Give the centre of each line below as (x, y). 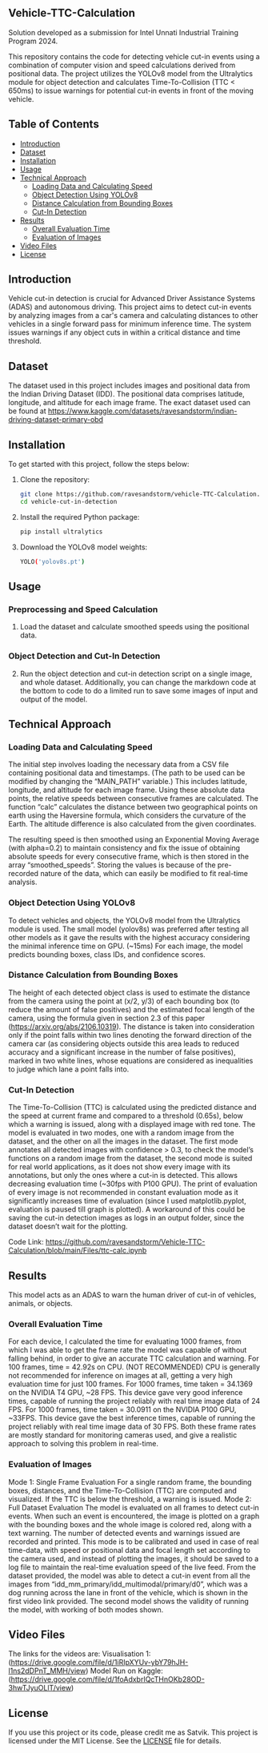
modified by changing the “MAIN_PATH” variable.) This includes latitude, (128, 782)
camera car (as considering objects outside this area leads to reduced (124, 1043)
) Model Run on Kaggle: (124, 1671)
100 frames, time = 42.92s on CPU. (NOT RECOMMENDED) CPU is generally (134, 1367)
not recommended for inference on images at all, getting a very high (121, 1376)
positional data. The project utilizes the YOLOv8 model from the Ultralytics (131, 73)
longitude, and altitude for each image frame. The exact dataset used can (129, 403)
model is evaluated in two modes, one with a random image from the (121, 1133)
